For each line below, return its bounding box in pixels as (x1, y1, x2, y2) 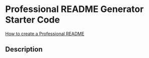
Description (5, 45, 43, 53)
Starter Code (5, 14, 60, 25)
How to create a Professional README (5, 30, 84, 36)
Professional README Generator (5, 3, 144, 15)
